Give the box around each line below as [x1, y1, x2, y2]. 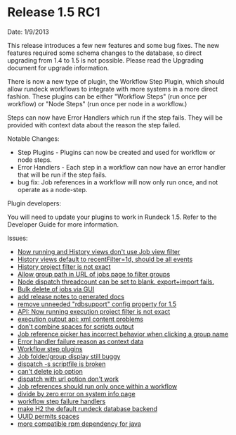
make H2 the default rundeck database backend [17, 404, 158, 412]
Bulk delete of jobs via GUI [17, 284, 95, 293]
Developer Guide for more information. [7, 220, 119, 229]
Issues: [7, 234, 28, 242]
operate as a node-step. [17, 185, 88, 194]
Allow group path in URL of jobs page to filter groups [17, 270, 171, 278]
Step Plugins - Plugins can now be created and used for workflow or [17, 148, 216, 156]
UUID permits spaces [17, 412, 79, 420]
